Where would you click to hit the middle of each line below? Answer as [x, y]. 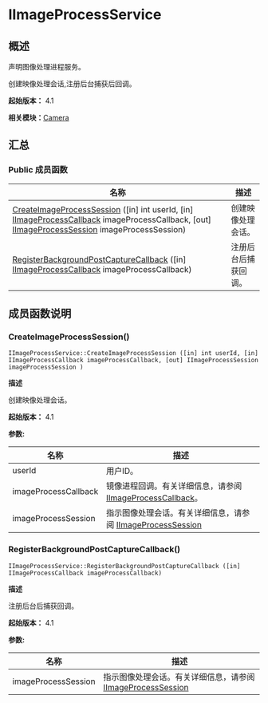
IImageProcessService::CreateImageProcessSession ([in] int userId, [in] [134, 353]
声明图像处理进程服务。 [47, 67]
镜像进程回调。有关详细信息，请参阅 [174, 486]
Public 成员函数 [38, 170]
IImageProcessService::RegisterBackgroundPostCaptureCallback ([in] [124, 566]
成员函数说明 [40, 314]
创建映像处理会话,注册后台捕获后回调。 [73, 84]
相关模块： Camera [39, 118]
